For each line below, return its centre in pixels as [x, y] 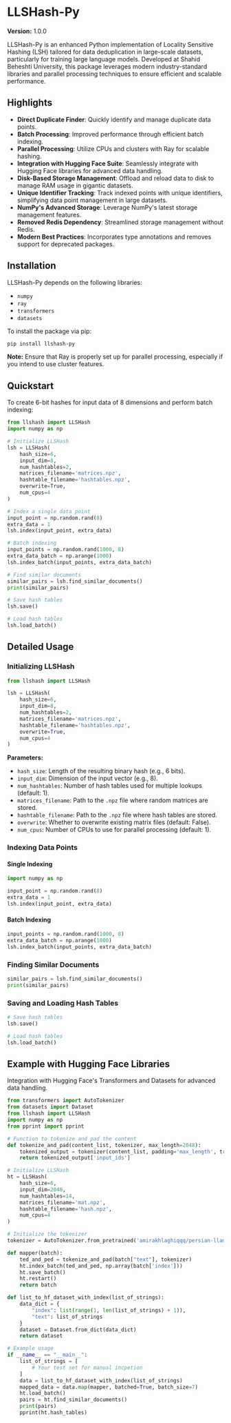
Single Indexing [30, 864]
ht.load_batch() [43, 1393]
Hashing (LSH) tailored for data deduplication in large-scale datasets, [106, 52]
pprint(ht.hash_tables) [54, 1413]
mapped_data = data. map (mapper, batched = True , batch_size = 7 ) [109, 1387]
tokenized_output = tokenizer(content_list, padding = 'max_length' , [118, 1152]
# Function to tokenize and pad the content [72, 1139]
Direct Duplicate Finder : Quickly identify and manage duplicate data [114, 119]
